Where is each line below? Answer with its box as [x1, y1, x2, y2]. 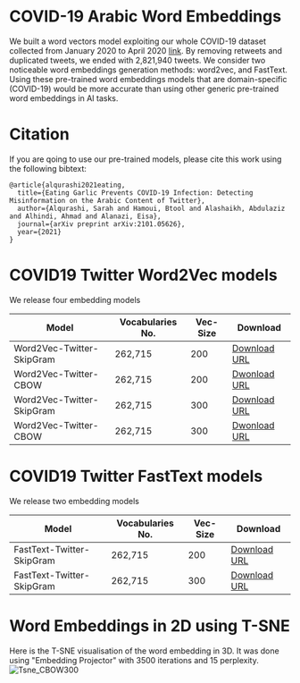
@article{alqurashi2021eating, [9, 181, 126, 190]
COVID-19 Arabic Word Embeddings [9, 6, 282, 27]
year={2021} [17, 227, 62, 236]
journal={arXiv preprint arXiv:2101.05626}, [17, 219, 186, 229]
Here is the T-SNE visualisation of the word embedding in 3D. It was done [9, 645, 279, 656]
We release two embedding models [9, 495, 140, 506]
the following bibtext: [9, 163, 87, 173]
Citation [9, 124, 70, 145]
